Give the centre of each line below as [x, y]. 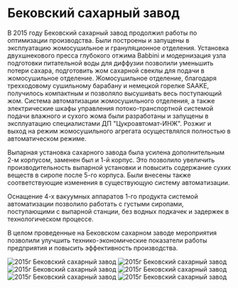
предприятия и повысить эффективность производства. [93, 247]
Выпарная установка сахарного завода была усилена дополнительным [116, 152]
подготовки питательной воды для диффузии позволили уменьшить [110, 63]
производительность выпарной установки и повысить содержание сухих [119, 167]
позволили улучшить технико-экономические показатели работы [107, 240]
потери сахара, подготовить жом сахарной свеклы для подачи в [106, 70]
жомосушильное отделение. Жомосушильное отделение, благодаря [112, 78]
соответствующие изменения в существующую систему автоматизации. [119, 182]
